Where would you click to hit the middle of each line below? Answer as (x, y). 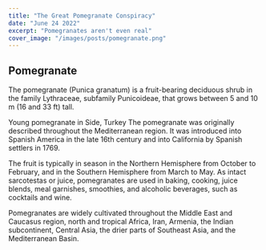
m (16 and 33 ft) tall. (41, 107)
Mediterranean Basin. (44, 239)
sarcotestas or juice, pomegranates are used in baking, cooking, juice (123, 180)
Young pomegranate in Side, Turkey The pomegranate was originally (121, 123)
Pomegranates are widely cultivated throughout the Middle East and (121, 213)
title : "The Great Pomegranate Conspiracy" (82, 16)
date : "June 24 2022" (44, 23)
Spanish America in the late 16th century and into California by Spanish (125, 139)
